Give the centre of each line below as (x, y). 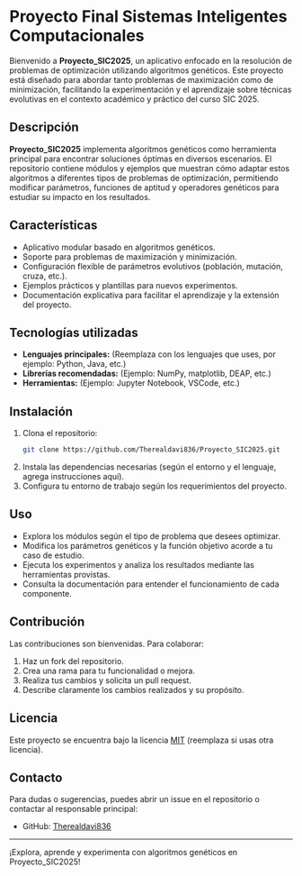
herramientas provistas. (66, 574)
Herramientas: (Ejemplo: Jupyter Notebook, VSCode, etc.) (131, 383)
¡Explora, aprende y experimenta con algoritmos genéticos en (124, 853)
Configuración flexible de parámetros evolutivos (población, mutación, (152, 266)
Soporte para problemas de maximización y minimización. (129, 256)
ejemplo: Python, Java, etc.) (74, 364)
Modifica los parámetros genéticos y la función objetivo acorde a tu (147, 545)
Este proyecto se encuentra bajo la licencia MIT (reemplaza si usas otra (142, 740)
